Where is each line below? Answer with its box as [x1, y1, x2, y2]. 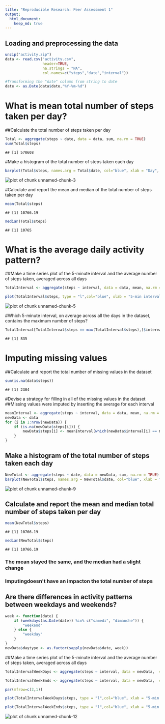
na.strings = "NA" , [42, 66, 82, 71]
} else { [14, 627, 32, 632]
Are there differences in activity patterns [5, 593, 133, 601]
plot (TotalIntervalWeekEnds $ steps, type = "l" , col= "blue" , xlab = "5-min [5, 705, 160, 710]
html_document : [9, 16, 41, 21]
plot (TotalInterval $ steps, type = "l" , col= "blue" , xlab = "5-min [5, 294, 141, 299]
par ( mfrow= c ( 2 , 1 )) [5, 687, 43, 692]
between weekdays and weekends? [5, 601, 117, 609]
